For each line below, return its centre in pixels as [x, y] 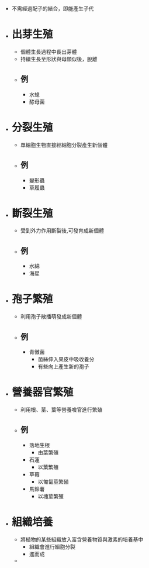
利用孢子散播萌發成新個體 [51, 316]
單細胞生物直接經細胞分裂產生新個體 [64, 144]
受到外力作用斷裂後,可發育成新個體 [62, 230]
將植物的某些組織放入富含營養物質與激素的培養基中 [82, 539]
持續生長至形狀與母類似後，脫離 [59, 59]
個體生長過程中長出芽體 [48, 51]
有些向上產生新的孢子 [63, 366]
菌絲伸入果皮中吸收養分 [66, 359]
